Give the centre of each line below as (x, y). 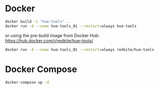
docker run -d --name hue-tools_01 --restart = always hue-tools (71, 26)
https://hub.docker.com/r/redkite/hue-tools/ (49, 41)
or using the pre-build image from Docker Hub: (52, 35)
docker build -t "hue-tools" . (37, 22)
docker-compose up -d (27, 82)
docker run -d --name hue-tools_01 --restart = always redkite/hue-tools (79, 49)
